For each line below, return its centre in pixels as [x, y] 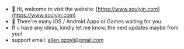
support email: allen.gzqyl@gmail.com [58, 40]
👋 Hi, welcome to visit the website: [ [55, 9]
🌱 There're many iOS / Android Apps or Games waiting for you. [87, 21]
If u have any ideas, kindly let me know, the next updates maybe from [95, 27]
